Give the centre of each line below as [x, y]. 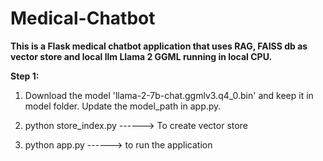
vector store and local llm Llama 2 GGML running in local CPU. [141, 56]
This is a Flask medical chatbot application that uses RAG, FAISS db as [159, 46]
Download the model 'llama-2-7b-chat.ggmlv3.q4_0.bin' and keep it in [169, 95]
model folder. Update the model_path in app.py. [123, 106]
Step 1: [25, 76]
